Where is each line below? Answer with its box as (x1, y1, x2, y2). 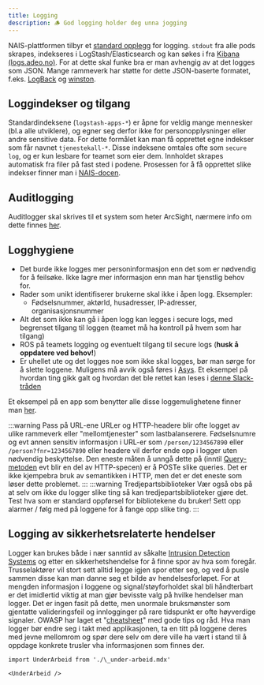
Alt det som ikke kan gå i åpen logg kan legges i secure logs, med (19, 314, 233, 324)
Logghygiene (8, 243, 75, 256)
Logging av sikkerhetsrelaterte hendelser (8, 527, 216, 541)
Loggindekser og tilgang (8, 96, 131, 110)
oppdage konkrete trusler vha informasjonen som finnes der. (8, 640, 205, 649)
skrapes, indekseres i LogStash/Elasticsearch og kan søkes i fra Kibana (8, 49, 240, 58)
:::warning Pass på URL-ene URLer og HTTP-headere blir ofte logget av (8, 420, 240, 430)
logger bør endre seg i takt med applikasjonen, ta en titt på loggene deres (8, 623, 247, 633)
